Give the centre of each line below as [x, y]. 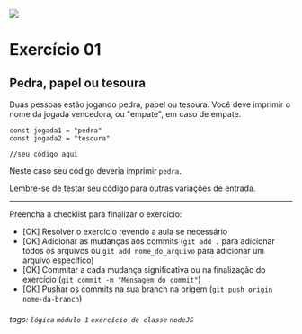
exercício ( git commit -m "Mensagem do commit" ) [111, 280]
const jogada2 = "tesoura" [60, 139]
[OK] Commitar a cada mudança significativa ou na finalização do [144, 270]
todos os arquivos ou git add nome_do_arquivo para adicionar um [143, 251]
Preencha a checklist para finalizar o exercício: [96, 214]
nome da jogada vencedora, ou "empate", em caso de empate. [125, 114]
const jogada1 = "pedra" [56, 131]
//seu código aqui [44, 154]
